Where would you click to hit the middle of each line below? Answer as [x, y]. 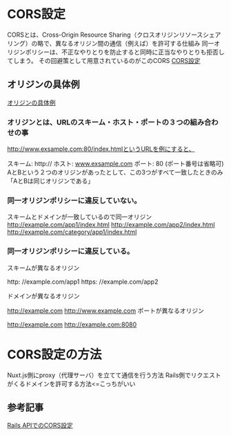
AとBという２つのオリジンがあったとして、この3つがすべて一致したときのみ [115, 172]
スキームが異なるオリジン [43, 268]
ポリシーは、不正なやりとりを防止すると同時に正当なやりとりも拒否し [125, 52]
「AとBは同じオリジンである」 [51, 181]
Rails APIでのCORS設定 [40, 426]
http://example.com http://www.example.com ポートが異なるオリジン [106, 310]
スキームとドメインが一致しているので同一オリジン [80, 217]
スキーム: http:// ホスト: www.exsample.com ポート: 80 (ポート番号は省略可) [115, 164]
